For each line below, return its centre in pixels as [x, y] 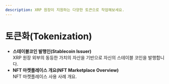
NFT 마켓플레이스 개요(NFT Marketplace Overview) [66, 70]
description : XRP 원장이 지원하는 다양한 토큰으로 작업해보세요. [65, 10]
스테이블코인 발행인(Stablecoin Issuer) [52, 51]
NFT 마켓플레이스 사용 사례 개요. [45, 76]
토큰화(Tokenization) [49, 36]
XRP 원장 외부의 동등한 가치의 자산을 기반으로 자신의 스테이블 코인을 [80, 57]
